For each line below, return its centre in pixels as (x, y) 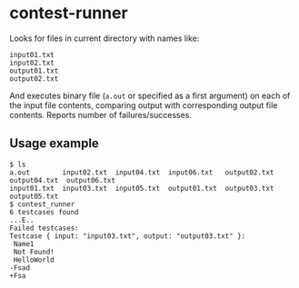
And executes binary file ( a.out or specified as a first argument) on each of (150, 95)
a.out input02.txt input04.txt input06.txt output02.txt (142, 172)
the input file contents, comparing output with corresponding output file (144, 105)
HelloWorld (34, 260)
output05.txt (34, 196)
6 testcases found (44, 212)
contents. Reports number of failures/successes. (101, 114)
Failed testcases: (44, 228)
